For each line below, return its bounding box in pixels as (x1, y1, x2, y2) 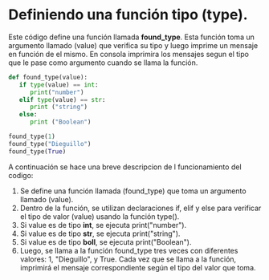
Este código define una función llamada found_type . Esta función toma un (8, 32, 255, 42)
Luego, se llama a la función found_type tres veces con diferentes (19, 246, 238, 255)
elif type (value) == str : (18, 95, 106, 103)
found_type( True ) (8, 147, 67, 156)
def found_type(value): (8, 73, 88, 81)
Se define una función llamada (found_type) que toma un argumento (19, 186, 247, 196)
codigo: (8, 170, 34, 180)
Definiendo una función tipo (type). (8, 6, 248, 24)
